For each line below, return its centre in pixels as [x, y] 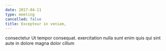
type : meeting [20, 14]
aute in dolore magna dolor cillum [40, 43]
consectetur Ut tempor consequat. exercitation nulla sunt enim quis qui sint [83, 38]
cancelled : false [23, 19]
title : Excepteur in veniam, [36, 24]
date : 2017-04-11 [23, 10]
